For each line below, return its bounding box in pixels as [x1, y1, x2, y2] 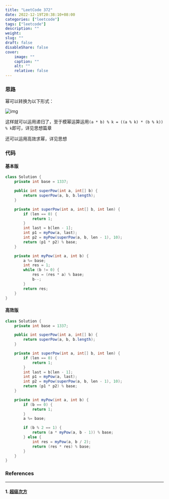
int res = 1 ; [23, 263, 51, 268]
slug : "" [5, 36, 24, 41]
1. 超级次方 [5, 488, 28, 494]
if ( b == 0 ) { [23, 402, 53, 407]
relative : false [14, 69, 49, 74]
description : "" [5, 26, 39, 31]
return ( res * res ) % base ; [32, 444, 92, 449]
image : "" [14, 54, 35, 59]
